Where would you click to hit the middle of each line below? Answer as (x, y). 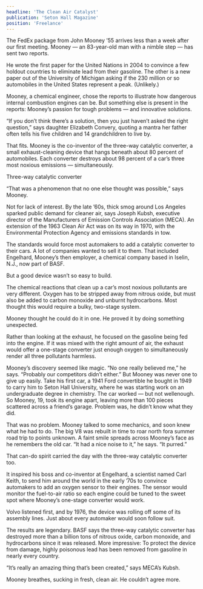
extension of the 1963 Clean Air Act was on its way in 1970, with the (91, 226)
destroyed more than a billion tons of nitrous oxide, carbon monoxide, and (98, 537)
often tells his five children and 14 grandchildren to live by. (79, 134)
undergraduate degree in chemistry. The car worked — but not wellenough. (101, 394)
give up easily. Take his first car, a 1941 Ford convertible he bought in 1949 (99, 381)
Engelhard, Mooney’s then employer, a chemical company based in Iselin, (98, 257)
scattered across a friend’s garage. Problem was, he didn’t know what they (100, 407)
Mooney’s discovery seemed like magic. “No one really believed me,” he (96, 368)
